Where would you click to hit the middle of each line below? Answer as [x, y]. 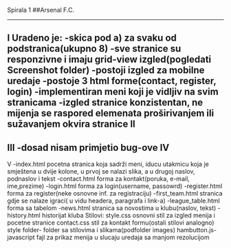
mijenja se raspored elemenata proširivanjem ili [111, 113]
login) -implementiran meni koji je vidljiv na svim [113, 92]
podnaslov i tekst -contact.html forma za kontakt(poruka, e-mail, [99, 179]
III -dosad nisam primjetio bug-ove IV [88, 147]
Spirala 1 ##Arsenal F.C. [41, 10]
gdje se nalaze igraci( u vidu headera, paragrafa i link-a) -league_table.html [113, 201]
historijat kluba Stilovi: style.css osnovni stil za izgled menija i [129, 216]
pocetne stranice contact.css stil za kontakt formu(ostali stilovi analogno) [111, 223]
